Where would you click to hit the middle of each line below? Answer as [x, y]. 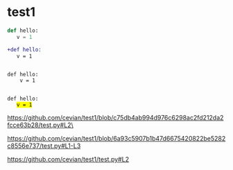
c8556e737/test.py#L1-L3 [44, 146]
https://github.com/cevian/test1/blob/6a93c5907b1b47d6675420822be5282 [116, 139]
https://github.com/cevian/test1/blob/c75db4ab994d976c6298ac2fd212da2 [115, 118]
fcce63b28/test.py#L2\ [41, 125]
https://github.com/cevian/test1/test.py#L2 [68, 160]
